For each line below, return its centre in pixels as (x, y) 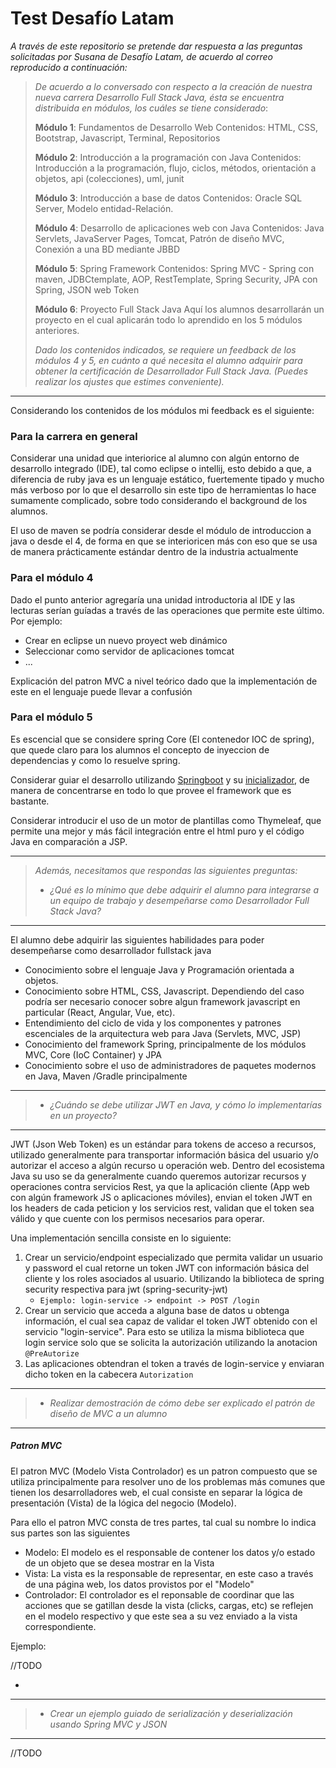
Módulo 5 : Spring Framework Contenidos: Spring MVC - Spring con (174, 268)
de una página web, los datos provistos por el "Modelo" (139, 1584)
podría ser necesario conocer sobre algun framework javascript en (162, 1001)
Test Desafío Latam (92, 18)
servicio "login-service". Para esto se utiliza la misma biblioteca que (164, 1331)
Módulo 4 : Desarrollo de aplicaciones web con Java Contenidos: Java (179, 228)
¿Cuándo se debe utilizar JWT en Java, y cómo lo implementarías (186, 1104)
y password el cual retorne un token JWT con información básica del (167, 1268)
